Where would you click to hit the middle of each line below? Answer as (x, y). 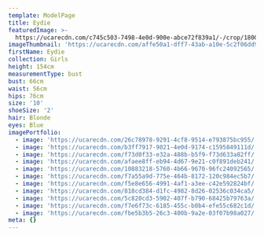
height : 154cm (31, 67)
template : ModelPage (42, 15)
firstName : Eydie (37, 52)
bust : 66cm (26, 81)
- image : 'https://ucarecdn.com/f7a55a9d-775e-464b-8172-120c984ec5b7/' (137, 177)
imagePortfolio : (35, 132)
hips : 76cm (26, 96)
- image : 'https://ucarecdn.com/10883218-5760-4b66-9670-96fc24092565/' (137, 169)
